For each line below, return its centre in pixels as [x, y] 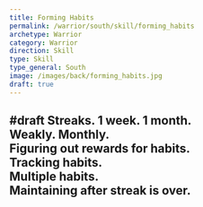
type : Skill [31, 59]
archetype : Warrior [46, 34]
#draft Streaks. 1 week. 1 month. [101, 121]
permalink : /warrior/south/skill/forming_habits [102, 26]
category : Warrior [44, 43]
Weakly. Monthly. [59, 135]
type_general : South [48, 68]
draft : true [31, 84]
